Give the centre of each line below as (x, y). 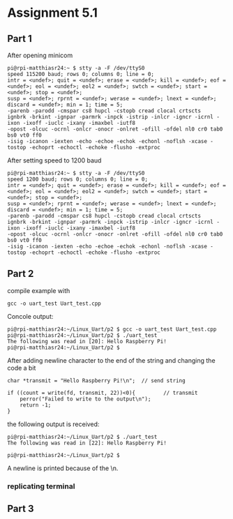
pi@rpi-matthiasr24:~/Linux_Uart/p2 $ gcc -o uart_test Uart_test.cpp (112, 329)
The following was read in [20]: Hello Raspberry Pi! (87, 341)
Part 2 (21, 274)
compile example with (39, 290)
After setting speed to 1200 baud (54, 160)
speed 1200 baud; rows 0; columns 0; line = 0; (78, 179)
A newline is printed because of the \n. (63, 468)
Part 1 (20, 39)
